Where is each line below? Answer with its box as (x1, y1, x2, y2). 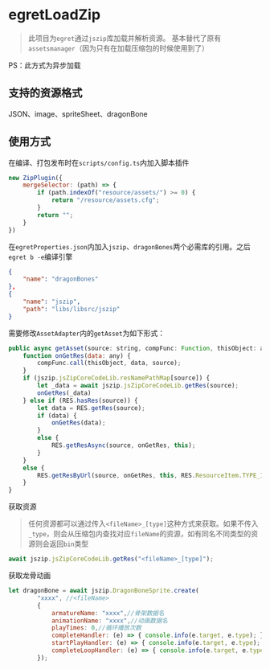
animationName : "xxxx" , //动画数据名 (51, 617, 169, 625)
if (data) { (37, 412, 78, 420)
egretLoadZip (8, 6, 101, 24)
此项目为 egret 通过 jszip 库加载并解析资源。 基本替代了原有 (27, 33, 222, 43)
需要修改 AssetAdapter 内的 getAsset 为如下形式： (8, 328, 166, 338)
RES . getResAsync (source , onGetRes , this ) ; (51, 441, 196, 449)
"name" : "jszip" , (22, 298, 81, 306)
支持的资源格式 (8, 86, 83, 100)
